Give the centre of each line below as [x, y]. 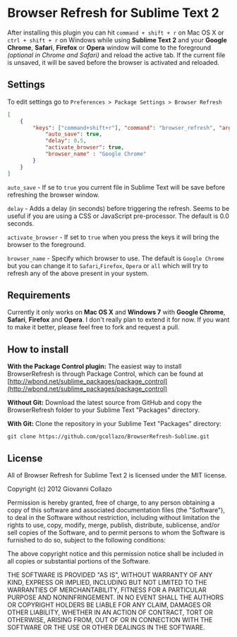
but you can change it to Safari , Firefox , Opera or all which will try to [108, 265]
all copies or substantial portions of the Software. [79, 561]
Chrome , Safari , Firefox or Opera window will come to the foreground [109, 47]
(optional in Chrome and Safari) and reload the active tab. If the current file [116, 55]
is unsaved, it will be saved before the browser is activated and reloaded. [114, 62]
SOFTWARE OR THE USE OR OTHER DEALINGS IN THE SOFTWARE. [106, 627]
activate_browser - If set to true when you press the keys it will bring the [114, 237]
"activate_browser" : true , [85, 147]
